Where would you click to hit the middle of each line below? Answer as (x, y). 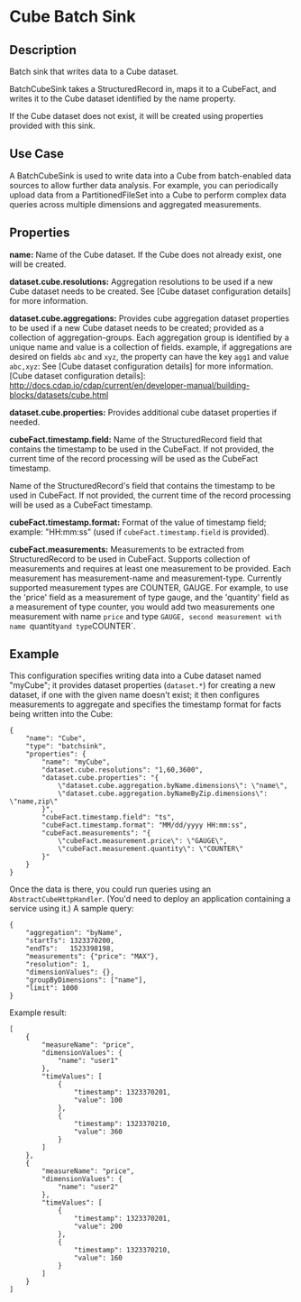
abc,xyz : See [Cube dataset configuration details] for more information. (141, 366)
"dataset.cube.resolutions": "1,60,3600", (123, 770)
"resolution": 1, (58, 965)
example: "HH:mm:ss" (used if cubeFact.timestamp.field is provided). (139, 532)
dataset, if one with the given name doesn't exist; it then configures (134, 695)
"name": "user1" (88, 1061)
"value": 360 (98, 1132)
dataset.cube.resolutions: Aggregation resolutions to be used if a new (141, 281)
